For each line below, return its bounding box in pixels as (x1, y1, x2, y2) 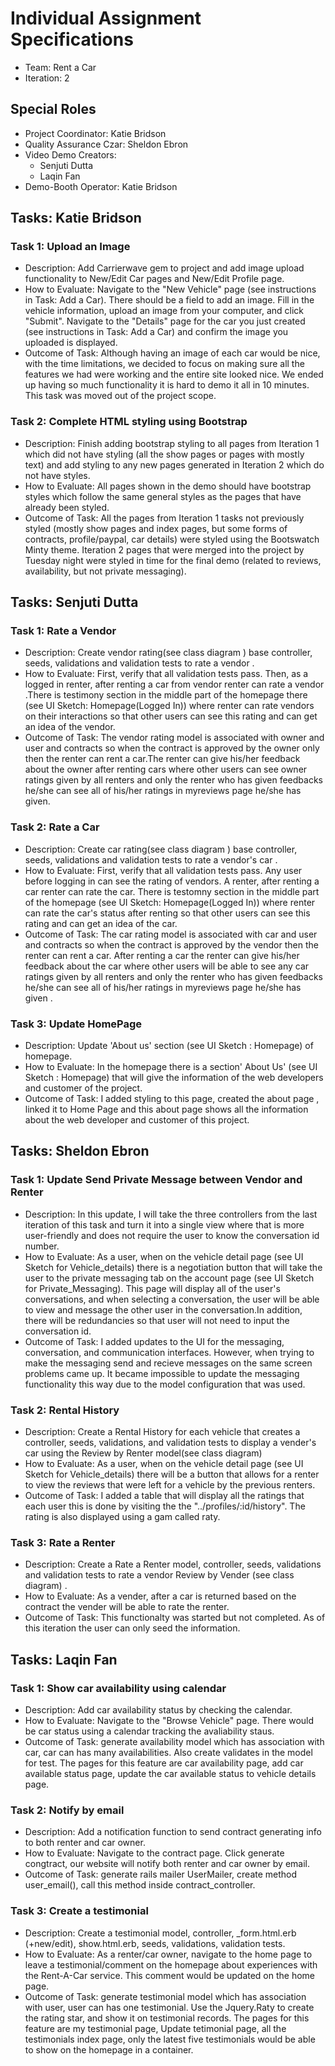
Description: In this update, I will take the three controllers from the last (24, 1208, 318, 1220)
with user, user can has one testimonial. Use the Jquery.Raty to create (24, 2001, 315, 2013)
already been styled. (24, 501, 110, 513)
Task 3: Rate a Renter (10, 1535, 116, 1549)
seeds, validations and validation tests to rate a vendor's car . (24, 853, 278, 866)
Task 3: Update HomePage (10, 1017, 143, 1031)
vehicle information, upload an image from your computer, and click (24, 305, 305, 317)
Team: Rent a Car (24, 61, 97, 73)
